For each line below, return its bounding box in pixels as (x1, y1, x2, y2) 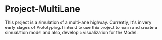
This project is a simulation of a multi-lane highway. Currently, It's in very (5, 19, 152, 25)
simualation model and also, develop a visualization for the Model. (5, 29, 138, 35)
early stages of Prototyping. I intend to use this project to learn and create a (5, 24, 158, 30)
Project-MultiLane (5, 3, 81, 14)
